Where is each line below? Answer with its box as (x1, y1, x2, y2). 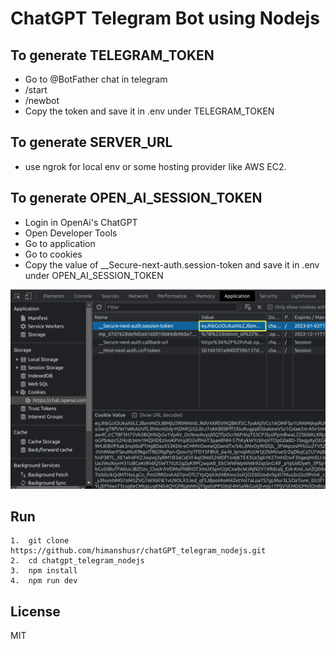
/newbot (24, 95, 60, 106)
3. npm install (10, 566, 78, 576)
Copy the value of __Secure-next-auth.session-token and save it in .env (24, 258, 320, 271)
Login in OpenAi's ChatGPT (24, 216, 138, 228)
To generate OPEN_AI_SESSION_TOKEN (10, 190, 263, 207)
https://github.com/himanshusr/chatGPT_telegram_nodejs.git (10, 546, 267, 556)
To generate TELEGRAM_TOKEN (10, 47, 215, 64)
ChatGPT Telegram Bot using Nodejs (10, 7, 320, 30)
